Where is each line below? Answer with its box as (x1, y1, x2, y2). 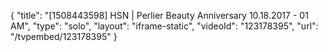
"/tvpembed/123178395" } (10, 31, 118, 42)
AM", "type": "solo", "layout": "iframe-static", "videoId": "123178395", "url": (10, 20, 319, 32)
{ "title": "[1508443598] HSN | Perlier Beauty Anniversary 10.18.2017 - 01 (10, 10, 309, 21)
